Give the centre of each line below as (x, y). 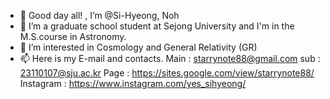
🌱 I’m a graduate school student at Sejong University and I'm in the (157, 26)
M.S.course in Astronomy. (73, 36)
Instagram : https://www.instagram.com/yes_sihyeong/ (133, 83)
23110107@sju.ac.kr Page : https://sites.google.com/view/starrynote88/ (167, 73)
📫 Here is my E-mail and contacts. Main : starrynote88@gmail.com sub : (170, 58)
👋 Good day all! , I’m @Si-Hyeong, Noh (99, 15)
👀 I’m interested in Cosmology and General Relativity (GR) (138, 47)
